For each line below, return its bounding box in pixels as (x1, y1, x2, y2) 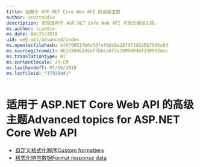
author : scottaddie (6, 14, 55, 20)
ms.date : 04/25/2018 (6, 31, 58, 37)
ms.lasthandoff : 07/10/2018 (6, 64, 77, 71)
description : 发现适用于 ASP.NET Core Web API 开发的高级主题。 (6, 20, 160, 26)
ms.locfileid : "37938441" (6, 70, 71, 76)
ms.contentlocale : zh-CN (6, 59, 69, 65)
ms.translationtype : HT (6, 53, 66, 59)
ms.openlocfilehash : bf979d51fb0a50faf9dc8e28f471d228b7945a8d (6, 43, 169, 49)
